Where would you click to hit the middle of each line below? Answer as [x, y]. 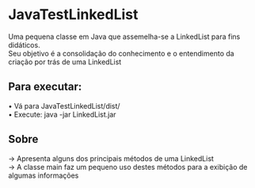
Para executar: [45, 87]
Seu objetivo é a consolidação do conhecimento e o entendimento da [122, 53]
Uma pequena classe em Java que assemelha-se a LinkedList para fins [124, 36]
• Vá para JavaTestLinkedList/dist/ [64, 106]
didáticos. [25, 44]
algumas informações [44, 175]
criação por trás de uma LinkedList [65, 62]
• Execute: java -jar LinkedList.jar [62, 114]
